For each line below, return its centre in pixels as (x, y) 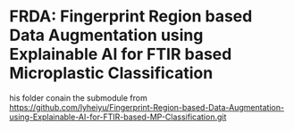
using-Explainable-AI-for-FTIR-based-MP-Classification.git (118, 117)
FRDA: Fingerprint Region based (131, 16)
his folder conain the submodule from (78, 98)
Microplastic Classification (111, 74)
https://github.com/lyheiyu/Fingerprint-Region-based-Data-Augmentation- (147, 107)
